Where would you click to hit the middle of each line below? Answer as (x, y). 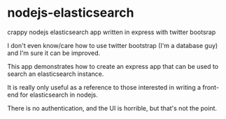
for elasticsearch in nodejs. (59, 95)
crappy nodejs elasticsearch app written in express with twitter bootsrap (112, 32)
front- (211, 87)
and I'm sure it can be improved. (54, 53)
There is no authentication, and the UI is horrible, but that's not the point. (112, 108)
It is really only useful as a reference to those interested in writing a (104, 87)
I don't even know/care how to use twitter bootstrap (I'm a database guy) (113, 45)
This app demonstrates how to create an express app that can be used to (113, 66)
